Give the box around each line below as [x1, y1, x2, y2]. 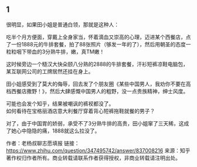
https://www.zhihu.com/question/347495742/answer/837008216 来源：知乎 [6, 146, 191, 154]
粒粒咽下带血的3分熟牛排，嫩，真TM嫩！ [6, 48, 105, 55]
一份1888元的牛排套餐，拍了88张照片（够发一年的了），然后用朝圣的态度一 [11, 40, 191, 47]
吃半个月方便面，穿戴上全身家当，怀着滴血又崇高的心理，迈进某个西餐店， [6, 33, 186, 40]
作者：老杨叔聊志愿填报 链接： [6, 139, 80, 146]
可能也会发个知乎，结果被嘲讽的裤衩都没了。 [6, 100, 114, 107]
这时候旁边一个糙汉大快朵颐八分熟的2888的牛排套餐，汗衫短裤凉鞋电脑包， [6, 60, 189, 67]
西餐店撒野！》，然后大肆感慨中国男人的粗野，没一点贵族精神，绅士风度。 [11, 87, 189, 94]
